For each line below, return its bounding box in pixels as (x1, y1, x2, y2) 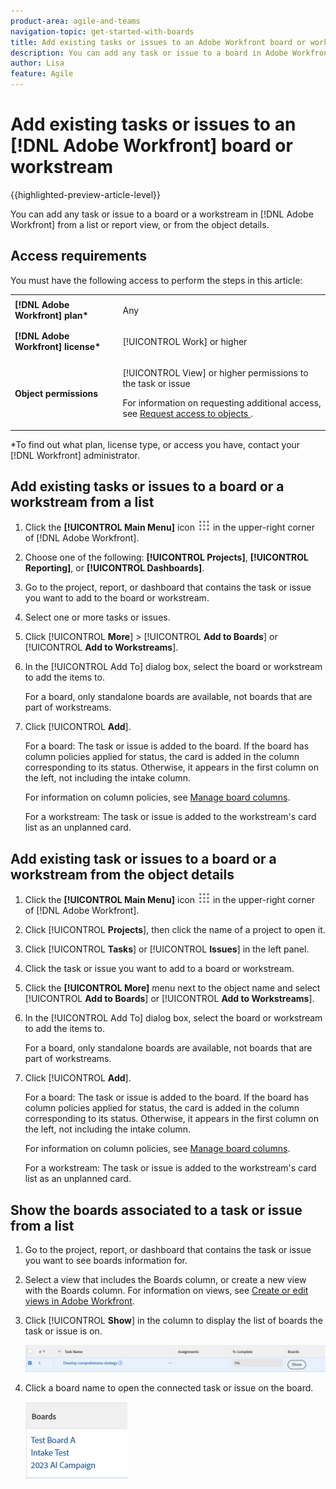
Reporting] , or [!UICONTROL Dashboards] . (24, 562, 205, 574)
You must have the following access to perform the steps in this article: (10, 274, 303, 286)
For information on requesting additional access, (122, 397, 322, 409)
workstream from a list (10, 493, 155, 510)
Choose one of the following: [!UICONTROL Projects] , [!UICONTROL (24, 551, 309, 564)
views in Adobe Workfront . (24, 1295, 135, 1307)
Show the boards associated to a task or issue (10, 1201, 303, 1219)
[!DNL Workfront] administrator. (10, 449, 140, 461)
